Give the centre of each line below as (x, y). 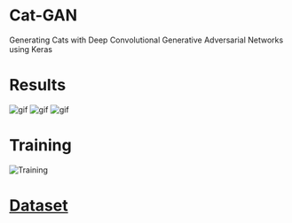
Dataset (39, 205)
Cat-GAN (43, 15)
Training (41, 146)
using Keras (31, 49)
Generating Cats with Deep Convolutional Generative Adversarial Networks (146, 40)
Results (38, 85)
